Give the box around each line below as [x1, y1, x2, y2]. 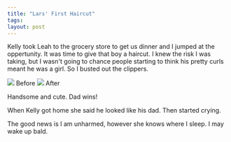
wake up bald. [7, 127, 48, 136]
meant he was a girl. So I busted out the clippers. [7, 64, 149, 73]
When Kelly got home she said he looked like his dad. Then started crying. [7, 106, 222, 115]
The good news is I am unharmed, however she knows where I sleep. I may [7, 120, 224, 128]
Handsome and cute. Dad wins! [7, 92, 98, 101]
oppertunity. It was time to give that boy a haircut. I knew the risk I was [7, 50, 211, 58]
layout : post [7, 23, 45, 30]
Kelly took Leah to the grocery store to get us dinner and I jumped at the [7, 43, 215, 51]
